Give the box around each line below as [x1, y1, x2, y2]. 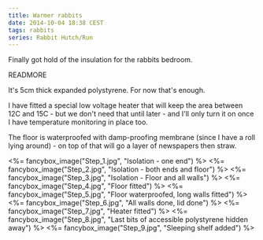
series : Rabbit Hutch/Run [8, 33, 93, 42]
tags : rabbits [8, 26, 55, 34]
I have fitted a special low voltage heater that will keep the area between [8, 101, 243, 110]
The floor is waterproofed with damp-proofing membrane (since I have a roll [8, 133, 256, 142]
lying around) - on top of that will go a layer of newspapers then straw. [8, 141, 237, 150]
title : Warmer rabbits [8, 11, 83, 20]
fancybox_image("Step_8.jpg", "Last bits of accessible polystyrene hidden [8, 215, 248, 224]
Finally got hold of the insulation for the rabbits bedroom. [8, 55, 193, 65]
